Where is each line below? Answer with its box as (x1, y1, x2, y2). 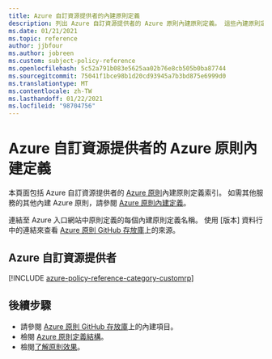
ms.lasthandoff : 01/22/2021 (8, 95, 104, 103)
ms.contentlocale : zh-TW (8, 87, 92, 95)
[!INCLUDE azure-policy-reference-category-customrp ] (8, 272, 194, 283)
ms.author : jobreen (8, 49, 74, 57)
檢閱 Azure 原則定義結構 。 (19, 332, 108, 341)
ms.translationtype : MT (8, 79, 89, 87)
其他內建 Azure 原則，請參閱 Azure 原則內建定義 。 (22, 198, 191, 208)
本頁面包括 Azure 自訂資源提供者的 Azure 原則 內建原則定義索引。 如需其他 (8, 188, 257, 198)
